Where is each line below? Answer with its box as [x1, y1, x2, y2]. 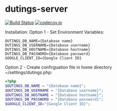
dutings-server [5, 3, 68, 15]
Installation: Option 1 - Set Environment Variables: [5, 29, 104, 35]
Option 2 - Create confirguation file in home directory [5, 64, 112, 70]
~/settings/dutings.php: [5, 69, 53, 75]
